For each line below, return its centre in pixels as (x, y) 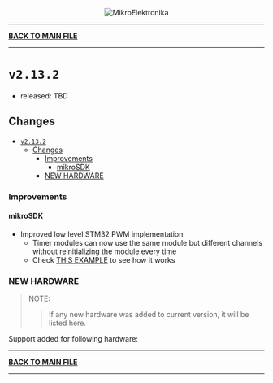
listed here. (67, 323)
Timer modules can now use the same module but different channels (147, 242)
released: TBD (44, 96)
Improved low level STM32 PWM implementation (102, 234)
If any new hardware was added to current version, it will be (149, 315)
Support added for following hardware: (73, 339)
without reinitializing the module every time (104, 251)
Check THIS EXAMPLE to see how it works (104, 259)
